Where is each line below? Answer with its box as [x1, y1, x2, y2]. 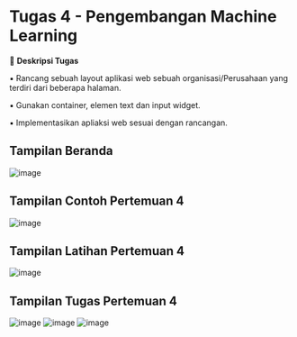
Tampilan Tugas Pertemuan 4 [9, 293, 178, 308]
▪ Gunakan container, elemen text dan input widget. [9, 99, 201, 110]
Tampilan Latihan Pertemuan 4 [9, 243, 185, 259]
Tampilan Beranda [9, 143, 114, 159]
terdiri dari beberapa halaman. [9, 82, 121, 93]
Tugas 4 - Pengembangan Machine [9, 6, 277, 27]
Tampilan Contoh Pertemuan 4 [9, 194, 184, 209]
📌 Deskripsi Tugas [9, 55, 79, 66]
